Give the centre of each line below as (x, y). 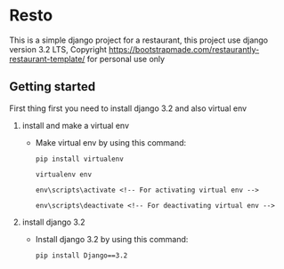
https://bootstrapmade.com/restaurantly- (184, 49)
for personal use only (126, 59)
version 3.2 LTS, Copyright (58, 49)
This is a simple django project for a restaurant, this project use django (139, 40)
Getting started (53, 87)
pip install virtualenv (80, 159)
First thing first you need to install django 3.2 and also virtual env (128, 108)
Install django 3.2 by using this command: (112, 239)
